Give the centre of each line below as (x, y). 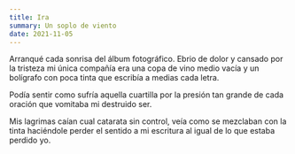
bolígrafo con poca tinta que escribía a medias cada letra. (114, 78)
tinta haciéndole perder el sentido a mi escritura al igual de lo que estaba (142, 131)
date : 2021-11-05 (41, 34)
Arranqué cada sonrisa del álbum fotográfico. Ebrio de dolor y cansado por (146, 59)
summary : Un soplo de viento (63, 26)
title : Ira (29, 17)
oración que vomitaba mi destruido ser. (81, 104)
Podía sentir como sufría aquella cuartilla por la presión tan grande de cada (147, 95)
